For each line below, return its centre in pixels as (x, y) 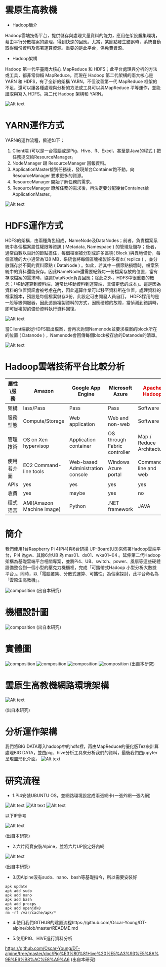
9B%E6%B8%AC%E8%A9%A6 (38, 960)
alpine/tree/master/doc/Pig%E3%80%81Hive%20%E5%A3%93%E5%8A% (82, 954)
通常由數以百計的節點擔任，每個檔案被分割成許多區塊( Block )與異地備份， (81, 253)
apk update (16, 887)
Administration (86, 468)
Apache (152, 388)
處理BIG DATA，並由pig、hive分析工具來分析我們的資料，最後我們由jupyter (81, 753)
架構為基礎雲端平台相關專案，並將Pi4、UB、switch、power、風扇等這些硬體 (83, 561)
